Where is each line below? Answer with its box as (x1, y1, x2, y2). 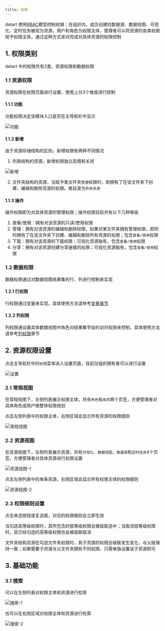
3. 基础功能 (5, 562, 39, 570)
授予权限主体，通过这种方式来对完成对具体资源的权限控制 (5, 33, 121, 39)
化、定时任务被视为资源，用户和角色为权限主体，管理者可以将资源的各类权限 (5, 28, 160, 33)
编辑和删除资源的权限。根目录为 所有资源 (21, 185, 101, 191)
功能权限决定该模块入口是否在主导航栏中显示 (5, 113, 96, 119)
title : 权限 (5, 7, 28, 12)
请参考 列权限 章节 (5, 331, 40, 336)
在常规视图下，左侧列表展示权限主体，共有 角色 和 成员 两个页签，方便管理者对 (5, 397, 158, 402)
